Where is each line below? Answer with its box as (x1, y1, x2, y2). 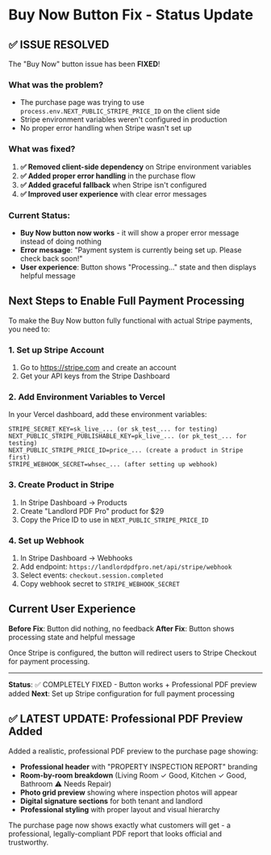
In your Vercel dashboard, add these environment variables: (8, 410, 207, 419)
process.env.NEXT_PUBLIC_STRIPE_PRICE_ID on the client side (19, 106, 220, 116)
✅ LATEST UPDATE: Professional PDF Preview (8, 712, 244, 726)
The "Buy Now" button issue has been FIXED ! (8, 59, 161, 69)
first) (8, 453, 31, 461)
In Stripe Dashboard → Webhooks (19, 553, 133, 562)
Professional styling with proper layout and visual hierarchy (19, 804, 220, 814)
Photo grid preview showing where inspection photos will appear (19, 787, 238, 797)
